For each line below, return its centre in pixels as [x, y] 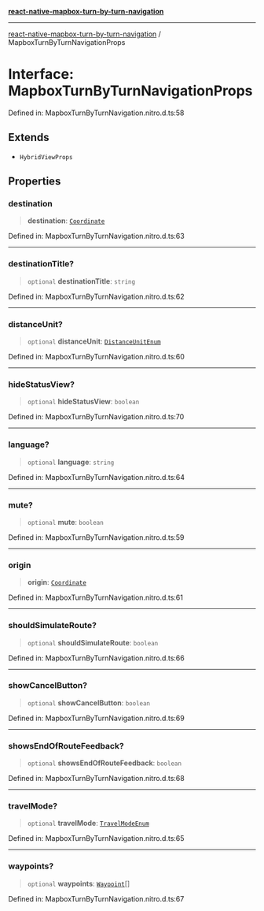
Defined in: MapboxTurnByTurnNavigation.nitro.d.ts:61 [95, 597]
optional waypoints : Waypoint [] [79, 883]
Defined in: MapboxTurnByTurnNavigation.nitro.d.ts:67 [96, 898]
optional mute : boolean [65, 522]
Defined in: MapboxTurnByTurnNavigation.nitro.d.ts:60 [96, 357]
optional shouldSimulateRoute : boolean [93, 642]
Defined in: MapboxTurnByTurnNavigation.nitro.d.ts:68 [96, 779]
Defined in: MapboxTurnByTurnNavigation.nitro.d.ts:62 [96, 296]
